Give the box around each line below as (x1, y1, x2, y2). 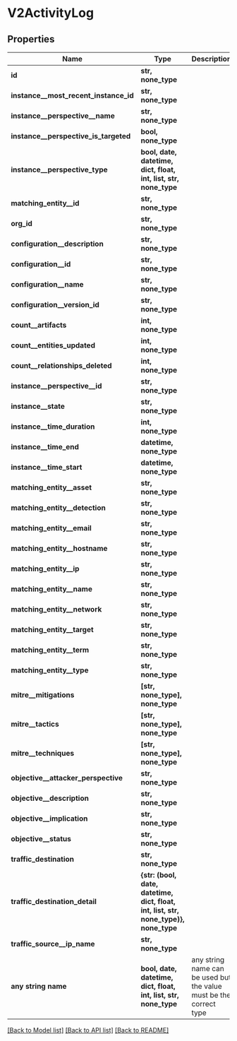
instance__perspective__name (11, 111, 115, 121)
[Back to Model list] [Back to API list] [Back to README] (7, 1026, 169, 1034)
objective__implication (11, 814, 88, 823)
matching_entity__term (11, 645, 90, 655)
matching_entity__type (11, 665, 89, 675)
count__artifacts (11, 320, 67, 330)
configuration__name (11, 280, 84, 289)
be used (191, 972, 219, 982)
